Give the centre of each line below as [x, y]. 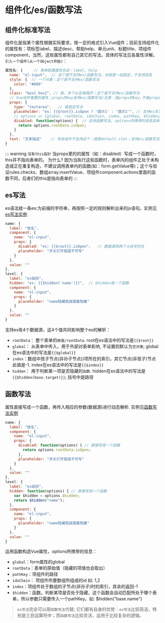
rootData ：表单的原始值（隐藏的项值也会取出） [60, 568]
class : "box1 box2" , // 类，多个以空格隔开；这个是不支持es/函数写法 [75, 93]
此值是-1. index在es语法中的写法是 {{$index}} [58, 364]
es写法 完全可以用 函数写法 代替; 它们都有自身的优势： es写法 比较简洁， [85, 609]
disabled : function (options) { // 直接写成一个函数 [69, 445]
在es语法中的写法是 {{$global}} [44, 352]
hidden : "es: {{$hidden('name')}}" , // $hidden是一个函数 [69, 283]
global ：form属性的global [39, 562]
